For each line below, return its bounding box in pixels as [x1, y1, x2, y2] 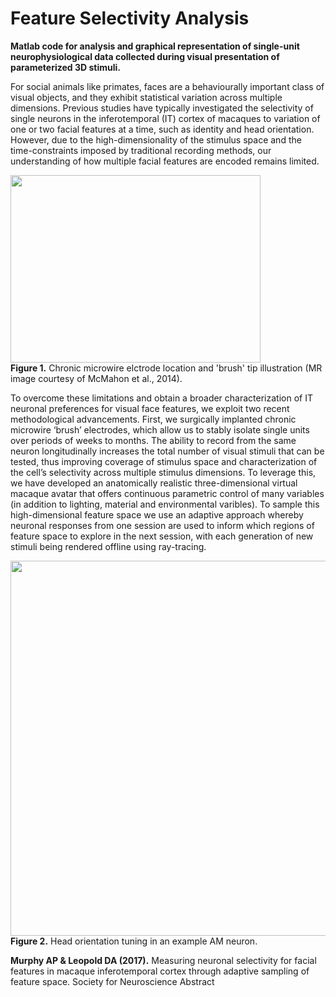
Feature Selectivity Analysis [10, 7, 250, 30]
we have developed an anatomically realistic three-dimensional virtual [10, 477, 298, 489]
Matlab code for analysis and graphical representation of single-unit [10, 40, 300, 52]
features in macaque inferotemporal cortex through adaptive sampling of [10, 965, 310, 977]
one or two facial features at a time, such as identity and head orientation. [10, 123, 315, 135]
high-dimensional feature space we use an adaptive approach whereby [10, 508, 304, 521]
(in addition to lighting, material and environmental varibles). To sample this [10, 498, 320, 510]
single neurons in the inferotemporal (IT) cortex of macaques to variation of [10, 112, 321, 124]
